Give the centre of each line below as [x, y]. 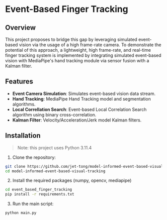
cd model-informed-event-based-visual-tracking [55, 171]
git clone [15, 166]
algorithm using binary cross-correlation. [54, 114]
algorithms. [24, 104]
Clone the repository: [34, 157]
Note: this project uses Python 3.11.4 [54, 147]
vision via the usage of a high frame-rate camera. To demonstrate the [90, 45]
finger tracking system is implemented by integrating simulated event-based [83, 55]
